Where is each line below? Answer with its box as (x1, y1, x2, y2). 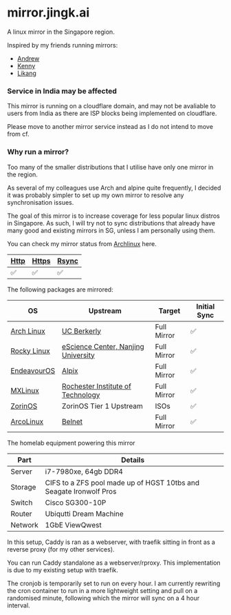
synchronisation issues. (7, 198, 74, 206)
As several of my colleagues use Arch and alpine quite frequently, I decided (7, 183, 221, 192)
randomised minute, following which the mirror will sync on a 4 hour (7, 594, 200, 602)
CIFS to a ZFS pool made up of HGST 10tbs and (45, 478, 199, 487)
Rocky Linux (10, 346, 50, 356)
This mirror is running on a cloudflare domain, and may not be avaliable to (7, 102, 217, 110)
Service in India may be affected (7, 86, 117, 96)
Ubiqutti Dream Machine (45, 509, 124, 518)
